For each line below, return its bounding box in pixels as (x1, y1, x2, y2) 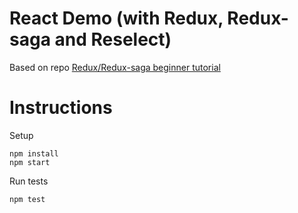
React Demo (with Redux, (9, 7, 224, 30)
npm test (9, 194, 46, 204)
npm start (9, 157, 51, 167)
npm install (9, 148, 59, 159)
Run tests (9, 175, 49, 187)
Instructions (9, 97, 113, 119)
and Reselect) (54, 28, 172, 51)
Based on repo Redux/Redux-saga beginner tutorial (9, 61, 221, 73)
